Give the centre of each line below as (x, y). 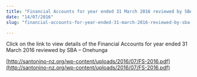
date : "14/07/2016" (30, 17)
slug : (13, 22)
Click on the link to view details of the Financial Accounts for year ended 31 (97, 44)
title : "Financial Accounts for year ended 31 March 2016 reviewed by (94, 11)
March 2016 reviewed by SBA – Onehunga (57, 50)
